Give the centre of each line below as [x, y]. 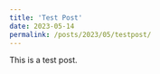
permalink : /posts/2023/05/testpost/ [80, 34]
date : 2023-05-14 [42, 26]
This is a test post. [44, 60]
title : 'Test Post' [46, 18]
